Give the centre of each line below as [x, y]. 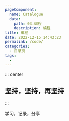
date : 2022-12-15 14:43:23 [33, 38]
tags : [11, 56]
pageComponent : [21, 10]
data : [15, 19]
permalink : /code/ [24, 42]
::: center [14, 74]
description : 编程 [32, 28]
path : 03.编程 [28, 23]
